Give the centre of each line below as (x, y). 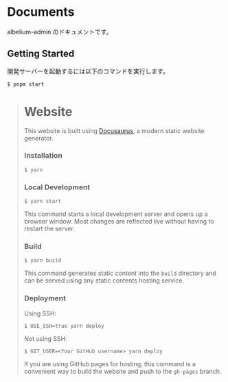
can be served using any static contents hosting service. (104, 280)
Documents (41, 12)
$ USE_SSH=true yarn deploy (64, 326)
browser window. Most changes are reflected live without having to (119, 222)
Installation (43, 156)
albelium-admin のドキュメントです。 (60, 32)
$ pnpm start (26, 84)
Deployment (45, 298)
